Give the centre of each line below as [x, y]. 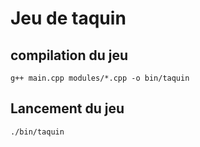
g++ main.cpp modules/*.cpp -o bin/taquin [100, 78]
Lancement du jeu [67, 108]
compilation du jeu [69, 55]
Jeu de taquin [68, 18]
